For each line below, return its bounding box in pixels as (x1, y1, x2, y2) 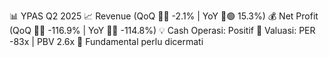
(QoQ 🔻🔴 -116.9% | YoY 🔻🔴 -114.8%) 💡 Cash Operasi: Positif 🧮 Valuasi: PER (9, 25, 316, 36)
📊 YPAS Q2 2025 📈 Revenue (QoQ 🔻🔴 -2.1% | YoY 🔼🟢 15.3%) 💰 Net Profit (9, 10, 319, 22)
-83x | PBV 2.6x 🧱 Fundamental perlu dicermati (9, 36, 204, 47)
